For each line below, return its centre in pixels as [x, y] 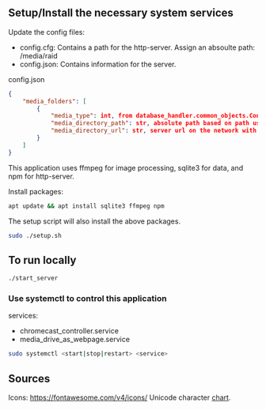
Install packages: [36, 191]
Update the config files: [47, 32]
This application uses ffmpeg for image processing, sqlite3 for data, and [126, 167]
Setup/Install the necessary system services [121, 13]
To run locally [42, 260]
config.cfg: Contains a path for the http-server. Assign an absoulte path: [137, 47]
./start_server [33, 278]
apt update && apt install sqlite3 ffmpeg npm [86, 206]
